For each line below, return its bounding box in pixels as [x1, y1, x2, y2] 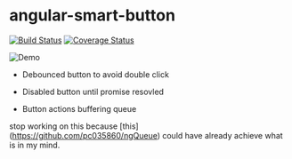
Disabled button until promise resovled [21, 86, 165, 97]
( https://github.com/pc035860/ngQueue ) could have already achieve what [9, 130, 283, 140]
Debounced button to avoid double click [21, 68, 169, 80]
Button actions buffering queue [21, 103, 137, 114]
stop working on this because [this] [9, 121, 140, 131]
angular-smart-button [9, 5, 176, 26]
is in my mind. [9, 139, 61, 150]
